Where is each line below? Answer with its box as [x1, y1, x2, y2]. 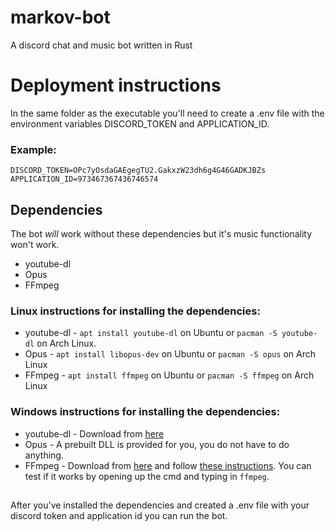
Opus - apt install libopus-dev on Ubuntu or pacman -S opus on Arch [24, 348, 316, 360]
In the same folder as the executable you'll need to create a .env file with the [10, 107, 325, 119]
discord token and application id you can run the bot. [10, 509, 228, 521]
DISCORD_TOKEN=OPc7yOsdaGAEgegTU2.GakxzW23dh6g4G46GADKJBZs [10, 166, 267, 176]
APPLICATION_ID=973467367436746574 [10, 174, 159, 185]
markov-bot [10, 6, 111, 29]
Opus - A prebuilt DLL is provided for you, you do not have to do [24, 438, 290, 450]
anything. [24, 449, 64, 461]
